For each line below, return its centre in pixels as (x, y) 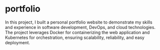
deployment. (17, 42)
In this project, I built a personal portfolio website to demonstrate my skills (79, 22)
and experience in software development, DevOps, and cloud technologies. (80, 27)
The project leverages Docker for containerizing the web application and (77, 32)
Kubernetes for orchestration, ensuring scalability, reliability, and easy (75, 37)
